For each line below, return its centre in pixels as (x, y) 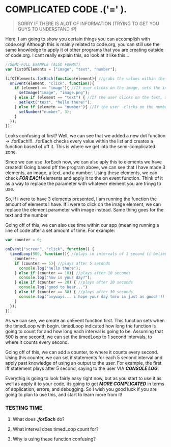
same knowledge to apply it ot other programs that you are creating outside (84, 50)
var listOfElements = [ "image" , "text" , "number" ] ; (61, 69)
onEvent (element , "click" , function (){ (52, 83)
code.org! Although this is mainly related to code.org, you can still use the (82, 44)
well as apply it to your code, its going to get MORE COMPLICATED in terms (85, 384)
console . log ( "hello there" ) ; (50, 268)
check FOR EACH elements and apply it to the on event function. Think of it (84, 178)
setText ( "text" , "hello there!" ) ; (55, 102)
